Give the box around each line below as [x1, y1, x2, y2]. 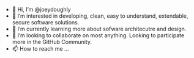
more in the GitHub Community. [12, 38, 92, 45]
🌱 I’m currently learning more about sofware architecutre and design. [12, 25, 187, 32]
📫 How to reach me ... [12, 45, 69, 52]
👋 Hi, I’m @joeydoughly [12, 6, 72, 13]
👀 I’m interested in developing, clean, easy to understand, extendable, [12, 12, 188, 20]
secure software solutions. [12, 19, 80, 26]
